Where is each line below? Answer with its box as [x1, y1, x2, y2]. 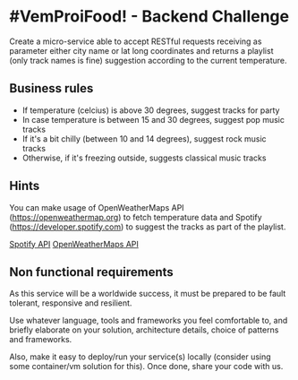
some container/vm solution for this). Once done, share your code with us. [9, 361, 284, 372]
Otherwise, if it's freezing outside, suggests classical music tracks [21, 152, 267, 163]
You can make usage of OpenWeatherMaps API [9, 202, 185, 212]
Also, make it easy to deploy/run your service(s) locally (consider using [9, 351, 271, 362]
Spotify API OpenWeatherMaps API [9, 238, 139, 249]
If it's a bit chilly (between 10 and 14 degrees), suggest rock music [21, 133, 267, 144]
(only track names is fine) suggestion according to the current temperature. [9, 55, 288, 65]
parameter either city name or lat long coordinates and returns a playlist [9, 45, 274, 56]
